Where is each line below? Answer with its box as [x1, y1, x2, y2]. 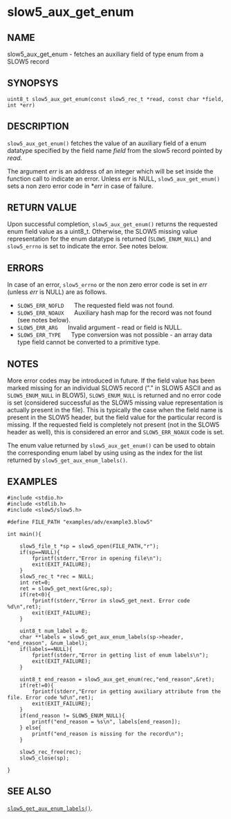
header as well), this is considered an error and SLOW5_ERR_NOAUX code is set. [7, 428, 225, 436]
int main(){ [7, 531, 41, 537]
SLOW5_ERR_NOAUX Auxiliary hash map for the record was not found [17, 309, 212, 317]
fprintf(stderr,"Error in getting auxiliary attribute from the [32, 688, 221, 695]
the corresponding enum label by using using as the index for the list [7, 449, 203, 457]
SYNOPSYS [7, 77, 59, 89]
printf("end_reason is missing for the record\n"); [32, 730, 185, 737]
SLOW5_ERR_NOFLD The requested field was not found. [17, 302, 174, 310]
